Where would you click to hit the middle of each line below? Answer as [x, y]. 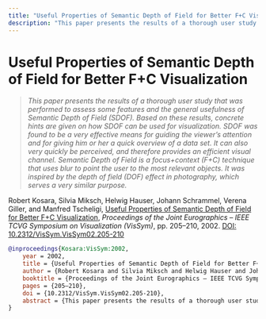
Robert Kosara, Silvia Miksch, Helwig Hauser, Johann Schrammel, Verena [127, 201]
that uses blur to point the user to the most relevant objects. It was [136, 168]
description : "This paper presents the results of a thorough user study [133, 23]
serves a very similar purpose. [77, 185]
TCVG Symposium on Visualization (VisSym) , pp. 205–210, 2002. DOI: [122, 226]
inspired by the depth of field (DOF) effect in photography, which [133, 177]
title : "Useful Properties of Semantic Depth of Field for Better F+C [127, 15]
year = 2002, [44, 256]
